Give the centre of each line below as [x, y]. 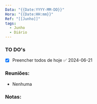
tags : [11, 23]
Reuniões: [17, 73]
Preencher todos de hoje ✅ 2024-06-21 [52, 60]
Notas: [13, 97]
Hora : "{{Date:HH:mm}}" [29, 14]
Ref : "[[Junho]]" [23, 19]
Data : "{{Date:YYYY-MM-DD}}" [35, 10]
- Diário [18, 32]
